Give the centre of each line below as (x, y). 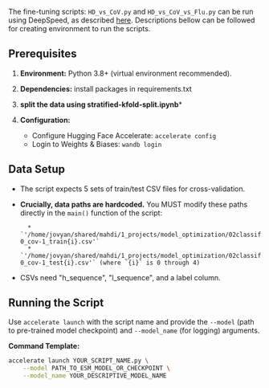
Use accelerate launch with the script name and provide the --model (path (131, 322)
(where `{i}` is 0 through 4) (150, 263)
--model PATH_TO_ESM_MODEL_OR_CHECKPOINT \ (97, 369)
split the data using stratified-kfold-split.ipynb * (101, 104)
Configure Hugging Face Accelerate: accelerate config (124, 135)
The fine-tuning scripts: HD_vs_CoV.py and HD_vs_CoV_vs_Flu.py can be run (131, 12)
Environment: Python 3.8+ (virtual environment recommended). (126, 73)
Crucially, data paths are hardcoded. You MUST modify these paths (134, 204)
